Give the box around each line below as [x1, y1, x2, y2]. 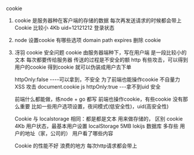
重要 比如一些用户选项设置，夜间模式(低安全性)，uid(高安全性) [19, 103, 169, 110]
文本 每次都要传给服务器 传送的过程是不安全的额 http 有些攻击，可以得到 [14, 57, 188, 63]
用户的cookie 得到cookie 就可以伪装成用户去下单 [14, 64, 132, 71]
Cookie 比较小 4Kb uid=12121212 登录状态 [14, 24, 115, 31]
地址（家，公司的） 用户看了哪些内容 [24, 130, 114, 136]
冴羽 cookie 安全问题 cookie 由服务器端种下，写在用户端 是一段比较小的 [14, 49, 187, 56]
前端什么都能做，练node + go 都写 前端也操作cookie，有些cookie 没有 [14, 96, 184, 103]
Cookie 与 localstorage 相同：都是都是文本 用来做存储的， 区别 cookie [14, 115, 183, 122]
